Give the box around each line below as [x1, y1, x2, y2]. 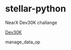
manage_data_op [5, 38, 40, 45]
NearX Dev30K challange [5, 19, 57, 25]
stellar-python [5, 3, 66, 14]
